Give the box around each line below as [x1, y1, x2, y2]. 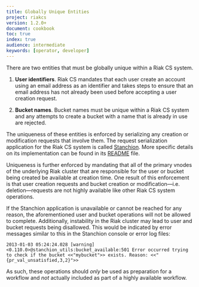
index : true [6, 36, 36, 42]
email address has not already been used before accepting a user [14, 88, 177, 96]
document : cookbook [6, 25, 55, 32]
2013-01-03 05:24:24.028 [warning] [6, 242, 95, 248]
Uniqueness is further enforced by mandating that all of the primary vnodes [6, 161, 192, 168]
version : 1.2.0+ [6, 20, 47, 26]
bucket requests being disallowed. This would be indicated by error [6, 224, 172, 231]
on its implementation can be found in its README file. [6, 149, 140, 157]
